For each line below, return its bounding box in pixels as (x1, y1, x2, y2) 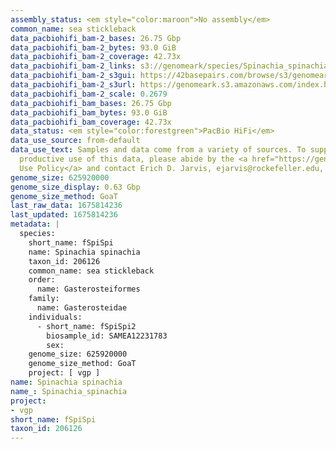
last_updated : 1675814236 (10, 210, 118, 220)
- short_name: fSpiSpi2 (36, 321, 137, 331)
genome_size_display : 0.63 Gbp (10, 182, 141, 192)
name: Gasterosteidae (36, 303, 128, 313)
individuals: (28, 312, 83, 322)
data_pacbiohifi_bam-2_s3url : (10, 80, 137, 90)
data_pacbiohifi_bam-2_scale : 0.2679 (10, 89, 168, 99)
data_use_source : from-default (10, 136, 141, 146)
